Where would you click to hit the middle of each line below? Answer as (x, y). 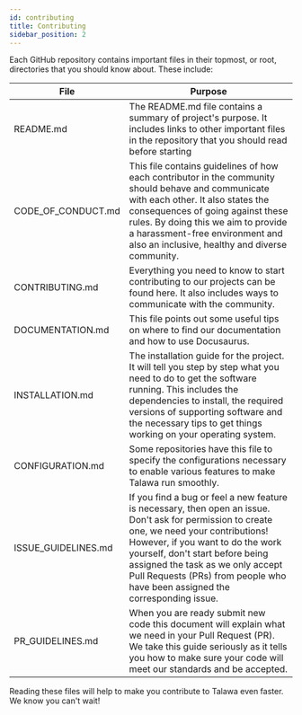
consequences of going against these (209, 211)
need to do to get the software (193, 378)
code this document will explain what (207, 624)
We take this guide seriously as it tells (208, 647)
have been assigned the (180, 587)
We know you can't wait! (55, 701)
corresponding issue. (173, 598)
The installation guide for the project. (207, 356)
